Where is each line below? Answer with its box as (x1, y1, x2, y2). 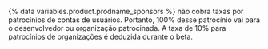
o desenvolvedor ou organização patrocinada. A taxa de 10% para (8, 24, 226, 32)
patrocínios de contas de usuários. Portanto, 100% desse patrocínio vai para (8, 15, 261, 24)
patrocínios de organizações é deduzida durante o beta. (8, 32, 194, 41)
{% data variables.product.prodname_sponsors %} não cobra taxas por (8, 7, 244, 16)
